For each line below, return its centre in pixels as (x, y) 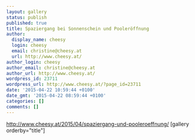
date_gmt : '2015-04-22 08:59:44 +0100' (56, 96)
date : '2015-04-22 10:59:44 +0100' (51, 90)
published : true (26, 23)
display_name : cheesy (39, 40)
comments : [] (23, 107)
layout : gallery (26, 12)
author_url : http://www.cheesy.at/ (51, 73)
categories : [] (25, 101)
